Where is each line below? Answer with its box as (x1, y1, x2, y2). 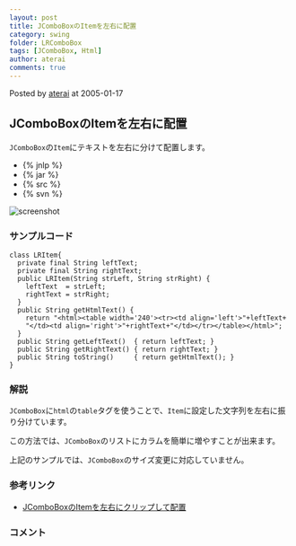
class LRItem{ (9, 251, 63, 260)
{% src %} (22, 179, 61, 189)
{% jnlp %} (22, 159, 63, 171)
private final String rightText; (17, 266, 143, 275)
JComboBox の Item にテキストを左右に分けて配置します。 (9, 141, 211, 153)
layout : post (9, 13, 58, 22)
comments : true (9, 64, 66, 73)
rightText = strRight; (25, 289, 110, 299)
